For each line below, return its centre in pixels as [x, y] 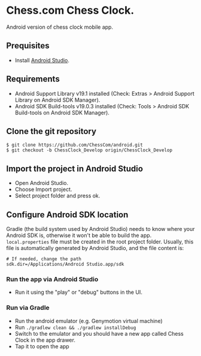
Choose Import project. [43, 190]
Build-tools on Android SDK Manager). [62, 112]
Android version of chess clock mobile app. [60, 27]
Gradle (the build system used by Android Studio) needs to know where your [100, 229]
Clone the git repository [51, 131]
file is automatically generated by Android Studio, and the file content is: [95, 248]
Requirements [33, 79]
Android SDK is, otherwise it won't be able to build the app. [79, 235]
